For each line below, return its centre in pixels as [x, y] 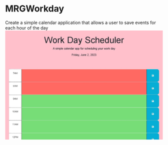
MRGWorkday [35, 9]
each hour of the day [27, 27]
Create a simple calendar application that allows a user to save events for [80, 22]
